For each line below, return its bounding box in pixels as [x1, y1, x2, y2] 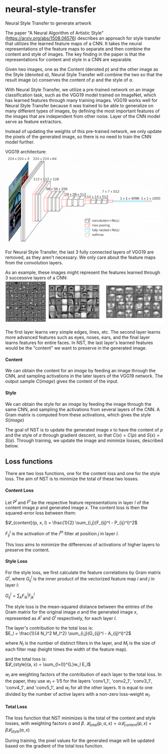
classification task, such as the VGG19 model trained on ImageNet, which [5, 92, 156, 98]
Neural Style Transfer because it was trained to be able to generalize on [5, 102, 154, 108]
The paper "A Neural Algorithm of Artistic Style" [5, 30, 104, 36]
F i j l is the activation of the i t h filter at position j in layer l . [5, 530, 119, 538]
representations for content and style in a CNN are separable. [5, 56, 133, 62]
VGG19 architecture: [5, 148, 47, 155]
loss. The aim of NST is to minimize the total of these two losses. [5, 476, 139, 482]
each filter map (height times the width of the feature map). [5, 646, 128, 653]
